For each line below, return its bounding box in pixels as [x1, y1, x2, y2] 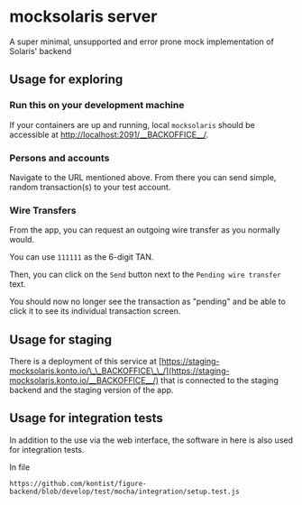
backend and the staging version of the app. [9, 385, 174, 396]
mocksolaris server [9, 6, 158, 27]
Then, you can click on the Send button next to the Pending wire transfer [9, 269, 281, 280]
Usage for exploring [9, 72, 124, 87]
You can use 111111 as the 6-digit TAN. [9, 252, 154, 262]
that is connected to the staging [160, 375, 279, 386]
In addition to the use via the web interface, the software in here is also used [9, 435, 294, 445]
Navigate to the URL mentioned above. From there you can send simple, [9, 171, 277, 182]
